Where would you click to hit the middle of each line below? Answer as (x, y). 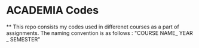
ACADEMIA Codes (53, 10)
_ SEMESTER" (23, 39)
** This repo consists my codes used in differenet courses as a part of (93, 27)
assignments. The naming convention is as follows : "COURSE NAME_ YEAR (99, 33)
